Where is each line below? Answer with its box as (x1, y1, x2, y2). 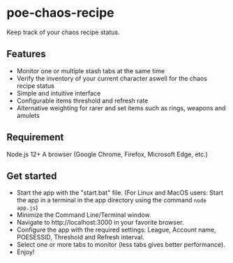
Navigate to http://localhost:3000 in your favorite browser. (16, 218, 184, 227)
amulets (16, 111, 40, 119)
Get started (6, 170, 57, 182)
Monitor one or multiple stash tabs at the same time (16, 66, 165, 75)
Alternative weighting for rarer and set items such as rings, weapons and (16, 103, 226, 112)
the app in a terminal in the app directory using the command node (16, 196, 207, 204)
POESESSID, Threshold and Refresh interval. (16, 233, 144, 241)
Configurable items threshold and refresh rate (16, 96, 149, 105)
